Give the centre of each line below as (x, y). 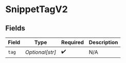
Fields (15, 28)
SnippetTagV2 (37, 9)
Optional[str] (41, 52)
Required (72, 42)
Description (103, 42)
